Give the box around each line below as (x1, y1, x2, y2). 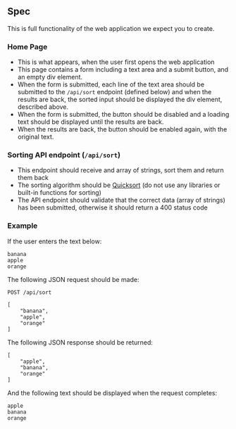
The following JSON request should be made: (7, 275, 139, 283)
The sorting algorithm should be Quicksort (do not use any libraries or (17, 181, 221, 189)
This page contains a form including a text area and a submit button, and (17, 65, 229, 74)
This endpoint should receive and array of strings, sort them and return (17, 166, 224, 174)
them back (17, 174, 49, 182)
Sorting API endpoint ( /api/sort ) (7, 151, 121, 160)
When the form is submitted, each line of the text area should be (17, 80, 205, 89)
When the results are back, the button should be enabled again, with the (17, 125, 228, 134)
